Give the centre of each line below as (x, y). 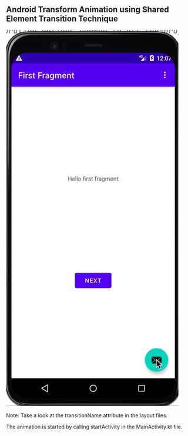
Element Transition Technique (62, 19)
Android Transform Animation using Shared (88, 10)
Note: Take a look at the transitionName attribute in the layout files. (87, 415)
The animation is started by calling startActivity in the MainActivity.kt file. (94, 427)
